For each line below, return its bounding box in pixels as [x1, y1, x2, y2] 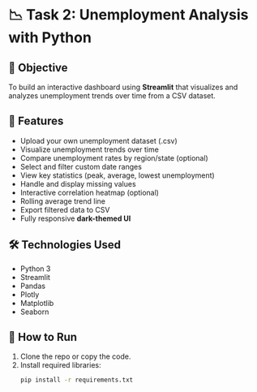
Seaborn [19, 307, 49, 317]
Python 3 [19, 264, 51, 274]
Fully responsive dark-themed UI [19, 213, 131, 223]
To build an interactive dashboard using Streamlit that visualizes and [8, 82, 238, 92]
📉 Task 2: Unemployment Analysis [8, 6, 249, 24]
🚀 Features [8, 114, 64, 128]
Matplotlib [19, 298, 54, 308]
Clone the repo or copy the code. [19, 351, 131, 361]
